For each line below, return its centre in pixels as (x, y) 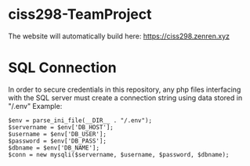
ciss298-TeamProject (80, 14)
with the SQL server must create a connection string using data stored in (125, 97)
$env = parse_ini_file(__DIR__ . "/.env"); (80, 120)
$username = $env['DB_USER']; (58, 134)
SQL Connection (62, 68)
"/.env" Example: (35, 106)
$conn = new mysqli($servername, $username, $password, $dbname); (119, 154)
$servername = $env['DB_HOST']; (61, 127)
